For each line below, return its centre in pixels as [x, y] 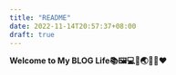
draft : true [32, 34]
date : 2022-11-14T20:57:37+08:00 [73, 26]
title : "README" [40, 18]
